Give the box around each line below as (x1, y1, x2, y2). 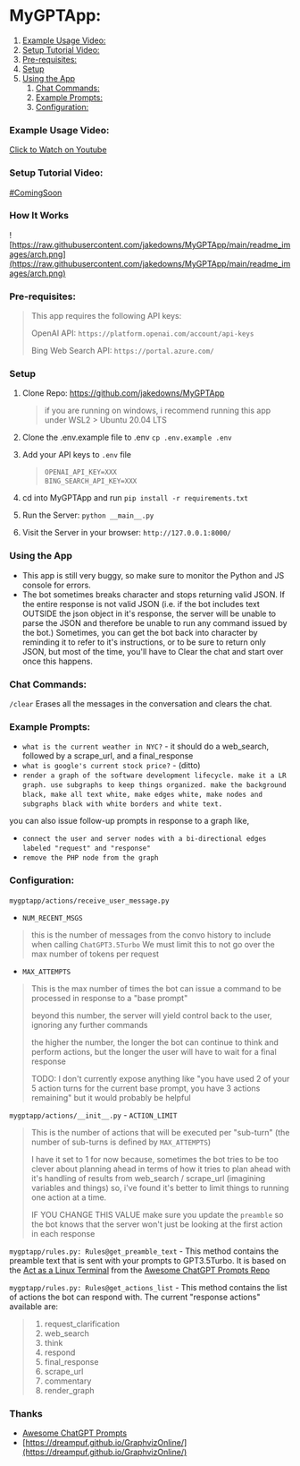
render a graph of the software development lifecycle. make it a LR (21, 771, 287, 780)
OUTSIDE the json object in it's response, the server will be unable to (21, 608, 277, 619)
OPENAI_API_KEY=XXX (44, 467, 118, 477)
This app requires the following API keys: (30, 311, 182, 321)
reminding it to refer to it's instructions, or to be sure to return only (21, 637, 266, 647)
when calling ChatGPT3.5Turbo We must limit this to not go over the (30, 939, 275, 949)
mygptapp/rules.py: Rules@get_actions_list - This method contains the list (9, 1282, 287, 1292)
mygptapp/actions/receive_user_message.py (9, 896, 170, 905)
